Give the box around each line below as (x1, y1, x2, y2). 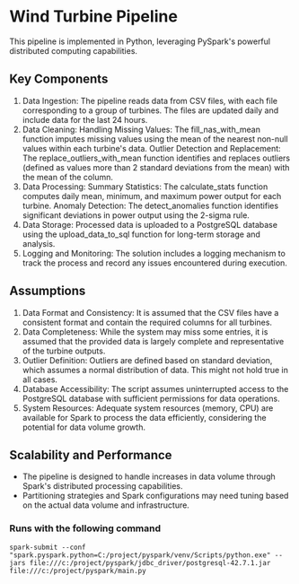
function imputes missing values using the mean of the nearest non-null (22, 133, 289, 144)
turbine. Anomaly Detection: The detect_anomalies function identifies (22, 200, 279, 211)
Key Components (9, 72, 109, 87)
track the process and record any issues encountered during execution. (22, 257, 287, 268)
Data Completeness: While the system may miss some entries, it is (22, 326, 268, 337)
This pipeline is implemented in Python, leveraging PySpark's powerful (9, 36, 271, 47)
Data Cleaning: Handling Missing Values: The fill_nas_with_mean (22, 124, 260, 135)
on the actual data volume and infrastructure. (22, 500, 190, 510)
